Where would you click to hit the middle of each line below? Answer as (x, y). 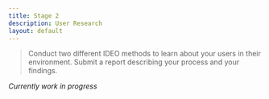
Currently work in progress (53, 86)
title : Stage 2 (34, 16)
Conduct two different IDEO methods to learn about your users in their (145, 54)
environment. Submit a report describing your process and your (134, 62)
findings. (43, 71)
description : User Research (56, 23)
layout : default (35, 31)
